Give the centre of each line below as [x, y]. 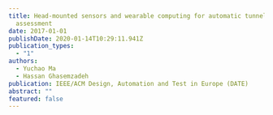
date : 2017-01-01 [38, 31]
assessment [34, 23]
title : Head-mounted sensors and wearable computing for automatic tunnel [138, 16]
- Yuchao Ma [36, 69]
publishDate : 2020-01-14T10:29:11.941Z [76, 38]
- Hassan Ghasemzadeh [52, 76]
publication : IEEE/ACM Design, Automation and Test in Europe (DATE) [129, 83]
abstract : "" [30, 91]
